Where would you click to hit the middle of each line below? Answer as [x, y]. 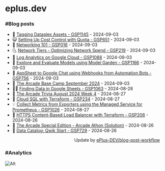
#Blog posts [20, 24]
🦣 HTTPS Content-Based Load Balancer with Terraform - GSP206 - [80, 115]
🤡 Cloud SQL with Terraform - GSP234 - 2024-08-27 [66, 99]
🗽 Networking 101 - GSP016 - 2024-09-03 [55, 45]
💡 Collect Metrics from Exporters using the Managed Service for [77, 104]
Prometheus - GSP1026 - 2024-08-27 [51, 110]
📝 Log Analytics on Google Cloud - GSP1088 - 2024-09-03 [72, 57]
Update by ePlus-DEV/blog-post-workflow [117, 140]
